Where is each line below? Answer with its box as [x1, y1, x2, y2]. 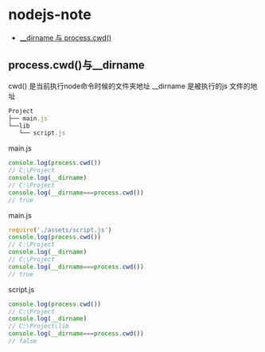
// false [8, 337, 37, 345]
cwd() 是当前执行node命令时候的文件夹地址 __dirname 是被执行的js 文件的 [8, 81, 251, 91]
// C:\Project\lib [8, 323, 69, 330]
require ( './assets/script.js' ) [8, 225, 112, 234]
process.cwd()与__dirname [8, 58, 145, 72]
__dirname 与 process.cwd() [19, 33, 112, 42]
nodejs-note [8, 6, 92, 24]
